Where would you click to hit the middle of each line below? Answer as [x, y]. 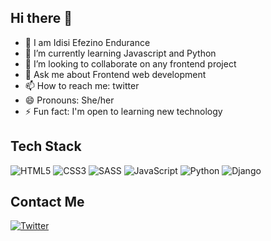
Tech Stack [46, 146]
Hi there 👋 [41, 18]
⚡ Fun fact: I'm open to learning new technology [123, 111]
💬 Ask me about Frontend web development [115, 74]
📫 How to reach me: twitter [82, 85]
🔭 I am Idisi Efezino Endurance [87, 42]
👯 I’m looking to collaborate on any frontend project [130, 63]
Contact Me [47, 202]
